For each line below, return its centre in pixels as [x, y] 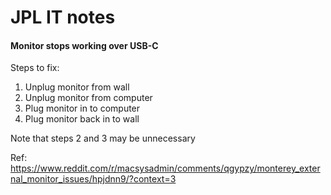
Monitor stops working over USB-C [84, 45]
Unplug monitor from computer [88, 98]
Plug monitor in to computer [82, 108]
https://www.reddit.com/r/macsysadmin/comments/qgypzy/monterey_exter [165, 168]
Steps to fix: [35, 68]
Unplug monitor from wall [77, 87]
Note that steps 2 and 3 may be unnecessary [103, 138]
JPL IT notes [63, 17]
